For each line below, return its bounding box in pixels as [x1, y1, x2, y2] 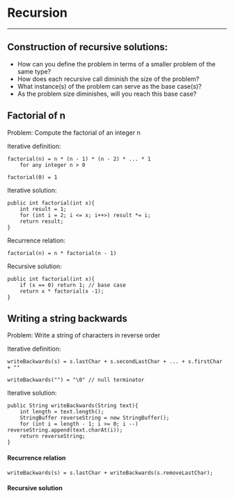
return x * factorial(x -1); [19, 288, 104, 295]
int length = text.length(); [19, 409, 104, 416]
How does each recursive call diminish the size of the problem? [17, 75, 200, 83]
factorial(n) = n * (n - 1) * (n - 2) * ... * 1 [7, 155, 151, 162]
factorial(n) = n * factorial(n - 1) [7, 249, 117, 256]
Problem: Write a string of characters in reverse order [7, 331, 161, 339]
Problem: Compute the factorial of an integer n [7, 128, 141, 137]
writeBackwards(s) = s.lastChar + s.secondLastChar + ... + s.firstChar [7, 358, 223, 365]
